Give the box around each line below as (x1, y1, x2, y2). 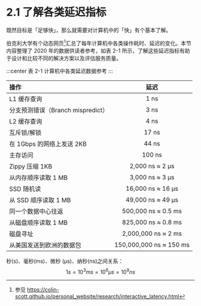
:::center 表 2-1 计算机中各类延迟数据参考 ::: (6, 67, 113, 74)
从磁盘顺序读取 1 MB (9, 218, 68, 227)
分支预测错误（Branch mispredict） (9, 106, 109, 114)
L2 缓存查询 (9, 117, 42, 125)
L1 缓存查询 (9, 94, 42, 103)
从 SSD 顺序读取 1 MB (9, 196, 71, 204)
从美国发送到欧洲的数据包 (9, 241, 82, 249)
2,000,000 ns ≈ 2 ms (121, 229, 182, 238)
